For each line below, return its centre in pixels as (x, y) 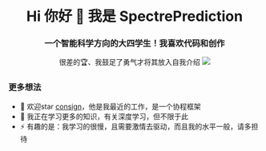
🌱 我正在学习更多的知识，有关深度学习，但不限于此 (104, 116)
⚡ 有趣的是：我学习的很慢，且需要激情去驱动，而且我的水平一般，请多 (135, 126)
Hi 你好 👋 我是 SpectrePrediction (135, 16)
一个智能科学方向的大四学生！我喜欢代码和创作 (135, 43)
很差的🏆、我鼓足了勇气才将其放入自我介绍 (129, 62)
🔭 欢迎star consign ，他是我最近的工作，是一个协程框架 (111, 106)
